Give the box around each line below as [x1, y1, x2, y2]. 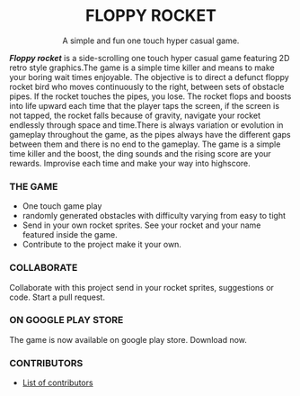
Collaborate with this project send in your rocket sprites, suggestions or [9, 282, 274, 292]
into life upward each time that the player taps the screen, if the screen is [9, 100, 280, 111]
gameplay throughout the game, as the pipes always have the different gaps [9, 129, 291, 139]
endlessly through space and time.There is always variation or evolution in [9, 119, 284, 130]
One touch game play [22, 201, 102, 211]
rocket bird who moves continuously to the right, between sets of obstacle [9, 81, 285, 92]
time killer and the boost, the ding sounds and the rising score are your [9, 148, 271, 158]
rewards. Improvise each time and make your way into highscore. [9, 157, 251, 168]
